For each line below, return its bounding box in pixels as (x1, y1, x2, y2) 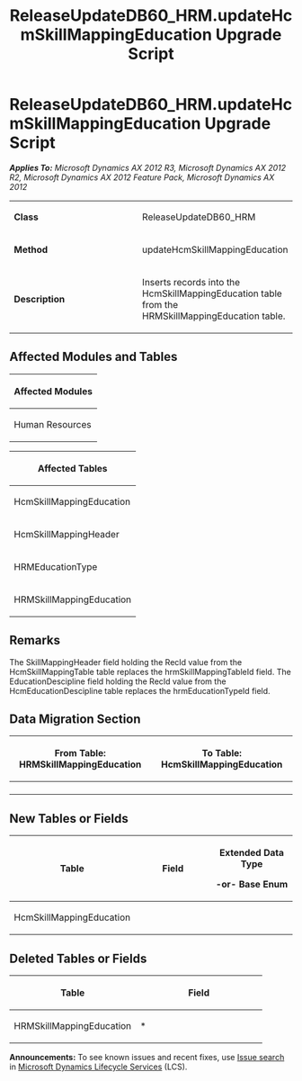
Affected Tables (37, 462, 108, 474)
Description (13, 293, 66, 305)
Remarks (9, 633, 61, 648)
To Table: (201, 747, 243, 760)
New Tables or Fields (9, 811, 129, 826)
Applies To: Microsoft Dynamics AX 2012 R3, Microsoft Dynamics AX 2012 (9, 162, 287, 173)
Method (13, 243, 49, 256)
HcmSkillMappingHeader (13, 527, 120, 540)
